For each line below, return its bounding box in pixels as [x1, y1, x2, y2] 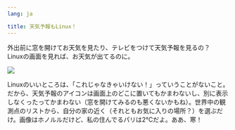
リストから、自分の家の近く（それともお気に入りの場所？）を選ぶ [25, 106, 217, 115]
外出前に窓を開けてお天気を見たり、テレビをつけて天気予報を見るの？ [7, 43, 211, 51]
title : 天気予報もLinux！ [7, 22, 77, 30]
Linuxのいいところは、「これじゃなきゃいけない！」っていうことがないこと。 [7, 80, 229, 89]
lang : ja [7, 10, 33, 18]
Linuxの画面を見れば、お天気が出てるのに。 [7, 52, 134, 60]
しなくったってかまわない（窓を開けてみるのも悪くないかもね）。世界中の [7, 98, 220, 106]
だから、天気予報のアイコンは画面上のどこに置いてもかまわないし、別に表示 [7, 89, 229, 97]
